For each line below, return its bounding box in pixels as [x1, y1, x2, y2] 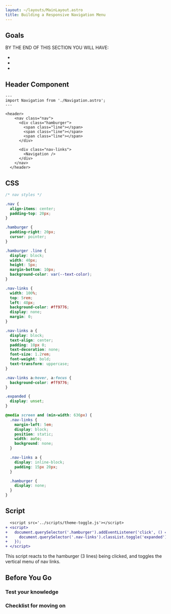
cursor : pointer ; [10, 234, 47, 239]
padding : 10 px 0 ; [10, 342, 47, 348]
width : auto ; [14, 436, 42, 441]
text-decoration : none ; [10, 347, 60, 352]
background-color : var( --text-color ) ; [10, 272, 93, 277]
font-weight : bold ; [10, 357, 51, 362]
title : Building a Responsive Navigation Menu [5, 12, 106, 17]
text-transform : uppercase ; [10, 361, 70, 367]
